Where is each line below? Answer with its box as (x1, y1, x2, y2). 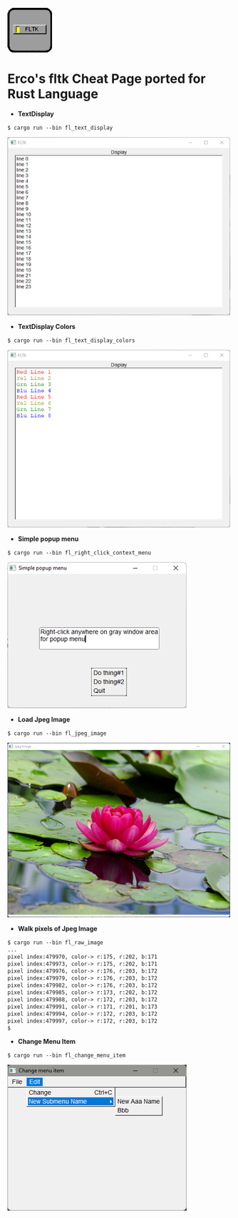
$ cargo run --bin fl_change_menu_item (7, 1052, 126, 1060)
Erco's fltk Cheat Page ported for (7, 71, 206, 87)
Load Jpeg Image (17, 715, 71, 724)
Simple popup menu (17, 534, 79, 543)
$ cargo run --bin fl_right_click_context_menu (7, 549, 152, 557)
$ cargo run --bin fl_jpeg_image (7, 730, 107, 737)
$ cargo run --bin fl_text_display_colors (7, 337, 135, 344)
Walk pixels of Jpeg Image (17, 925, 98, 933)
